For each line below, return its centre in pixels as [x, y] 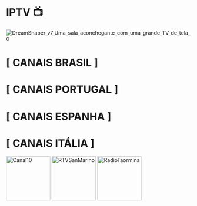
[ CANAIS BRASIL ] [52, 63]
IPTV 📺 [25, 13]
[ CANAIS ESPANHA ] [59, 116]
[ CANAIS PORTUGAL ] [62, 90]
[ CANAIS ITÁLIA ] [50, 143]
